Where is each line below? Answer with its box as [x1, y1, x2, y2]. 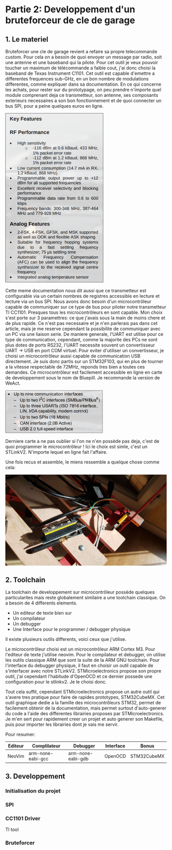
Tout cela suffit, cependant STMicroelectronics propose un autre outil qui [5, 689, 160, 695]
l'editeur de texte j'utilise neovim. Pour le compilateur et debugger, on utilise [5, 652, 166, 658]
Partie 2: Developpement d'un [5, 4, 136, 15]
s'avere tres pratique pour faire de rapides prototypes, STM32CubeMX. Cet [5, 694, 165, 700]
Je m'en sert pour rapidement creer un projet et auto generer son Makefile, [5, 716, 164, 722]
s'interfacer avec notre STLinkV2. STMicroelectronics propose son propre [5, 668, 162, 674]
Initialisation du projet [5, 787, 61, 794]
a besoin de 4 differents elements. [5, 600, 78, 606]
